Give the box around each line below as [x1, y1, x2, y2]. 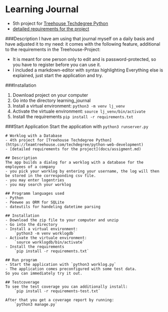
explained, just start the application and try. [12, 72, 103, 78]
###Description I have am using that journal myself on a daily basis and [5, 36, 154, 42]
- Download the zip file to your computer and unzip [5, 217, 119, 223]
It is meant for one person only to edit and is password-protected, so [12, 56, 156, 62]
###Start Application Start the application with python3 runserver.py [5, 123, 148, 129]
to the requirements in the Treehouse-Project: [5, 46, 101, 52]
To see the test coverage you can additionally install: [5, 284, 128, 289]
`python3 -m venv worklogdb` [14, 231, 76, 236]
